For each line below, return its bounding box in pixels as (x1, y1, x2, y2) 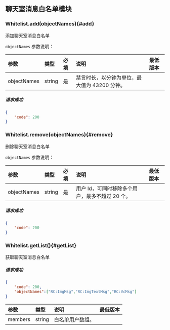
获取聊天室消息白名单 (5, 254, 50, 260)
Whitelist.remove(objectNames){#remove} (5, 131, 113, 138)
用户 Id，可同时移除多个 (75, 185, 133, 192)
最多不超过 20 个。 (86, 192, 131, 199)
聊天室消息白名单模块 (5, 5, 72, 14)
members (8, 316, 30, 323)
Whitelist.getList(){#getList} (5, 242, 77, 249)
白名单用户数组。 (54, 316, 95, 323)
